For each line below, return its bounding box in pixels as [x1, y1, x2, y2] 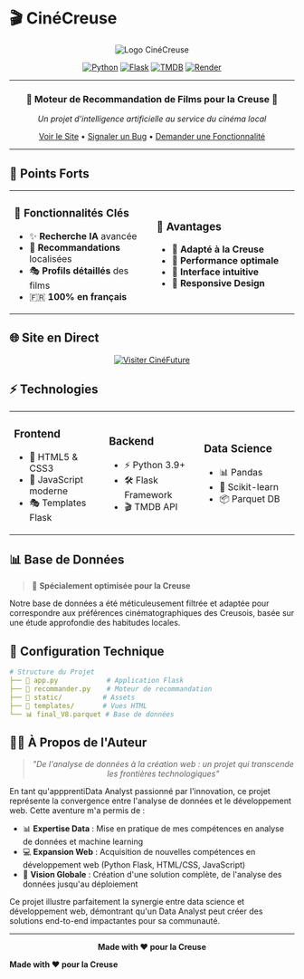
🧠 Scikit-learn [219, 481, 279, 494]
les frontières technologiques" [107, 768, 220, 780]
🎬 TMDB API [124, 500, 178, 513]
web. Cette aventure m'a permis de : [9, 805, 146, 816]
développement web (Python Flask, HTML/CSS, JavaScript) [22, 859, 246, 870]
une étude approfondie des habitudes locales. [9, 618, 181, 629]
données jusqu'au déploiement [22, 878, 138, 889]
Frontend [14, 427, 62, 441]
